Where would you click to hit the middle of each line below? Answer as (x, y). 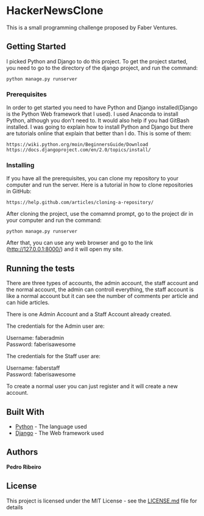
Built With (25, 412)
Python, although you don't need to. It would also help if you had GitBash (98, 121)
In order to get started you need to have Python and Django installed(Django (102, 108)
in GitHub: (19, 191)
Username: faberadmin (35, 338)
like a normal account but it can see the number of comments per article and (102, 296)
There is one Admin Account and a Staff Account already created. (89, 314)
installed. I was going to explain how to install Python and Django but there (100, 127)
